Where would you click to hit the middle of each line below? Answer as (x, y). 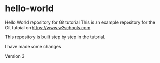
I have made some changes (33, 46)
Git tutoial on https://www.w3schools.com (48, 27)
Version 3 (15, 56)
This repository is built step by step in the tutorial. (55, 37)
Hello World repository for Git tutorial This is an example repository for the (80, 22)
